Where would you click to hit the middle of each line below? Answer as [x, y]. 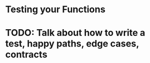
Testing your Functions [56, 9]
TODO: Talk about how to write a [75, 33]
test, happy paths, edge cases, [72, 44]
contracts [26, 55]
